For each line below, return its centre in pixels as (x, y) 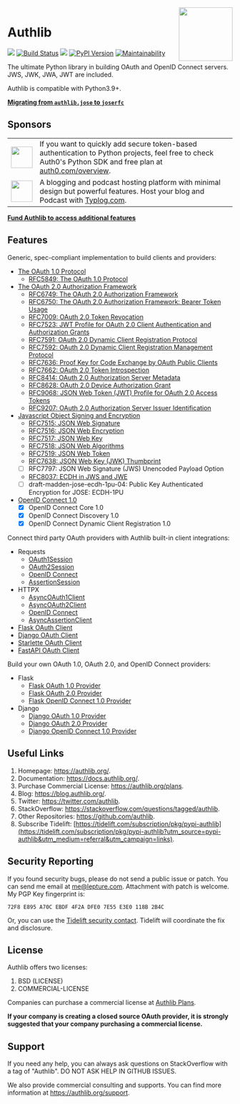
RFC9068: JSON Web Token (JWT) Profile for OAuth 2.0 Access (123, 393)
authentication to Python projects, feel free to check (127, 153)
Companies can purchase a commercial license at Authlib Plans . (102, 1003)
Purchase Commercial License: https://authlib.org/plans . (101, 786)
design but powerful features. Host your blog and (122, 191)
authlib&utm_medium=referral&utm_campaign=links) (95, 839)
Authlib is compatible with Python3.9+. (64, 88)
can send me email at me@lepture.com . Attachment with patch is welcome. (119, 886)
